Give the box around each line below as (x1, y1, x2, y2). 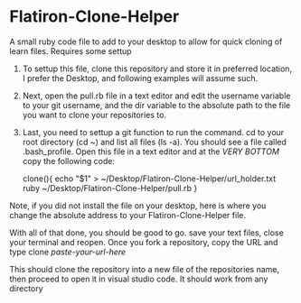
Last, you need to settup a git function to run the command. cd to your (22, 126, 285, 137)
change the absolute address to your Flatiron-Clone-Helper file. (9, 209, 247, 220)
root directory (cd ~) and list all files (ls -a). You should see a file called (22, 136, 287, 147)
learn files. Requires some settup (9, 45, 133, 56)
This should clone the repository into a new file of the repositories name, (9, 263, 280, 274)
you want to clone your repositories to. (22, 109, 167, 120)
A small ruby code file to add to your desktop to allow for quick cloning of (9, 36, 283, 47)
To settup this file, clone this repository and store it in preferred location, (22, 63, 292, 74)
